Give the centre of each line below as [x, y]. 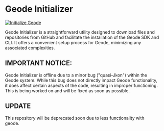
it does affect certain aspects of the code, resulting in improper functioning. [82, 85]
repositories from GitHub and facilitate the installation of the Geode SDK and [82, 37]
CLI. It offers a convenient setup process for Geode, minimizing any [73, 42]
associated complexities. [30, 48]
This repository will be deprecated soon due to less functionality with [75, 118]
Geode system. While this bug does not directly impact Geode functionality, [81, 80]
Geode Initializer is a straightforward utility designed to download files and [80, 32]
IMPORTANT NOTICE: [39, 63]
